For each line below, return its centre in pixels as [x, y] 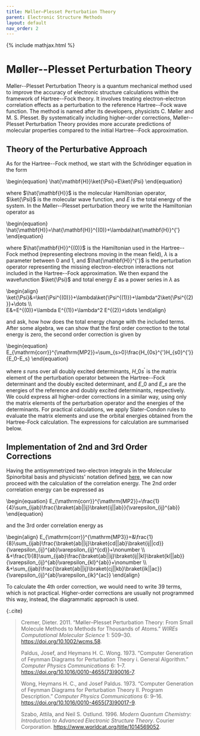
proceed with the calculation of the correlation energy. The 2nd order [91, 484]
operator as [20, 212]
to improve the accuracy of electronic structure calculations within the [93, 93]
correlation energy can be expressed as [55, 489]
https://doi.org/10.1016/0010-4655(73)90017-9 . [79, 703]
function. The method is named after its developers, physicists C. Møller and [100, 112]
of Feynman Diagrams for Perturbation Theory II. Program [92, 690]
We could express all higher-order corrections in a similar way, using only [96, 396]
